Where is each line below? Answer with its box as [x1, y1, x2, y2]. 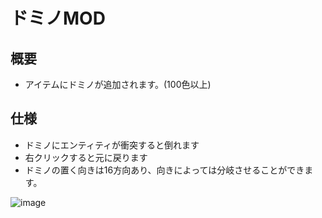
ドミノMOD [10, 7, 106, 30]
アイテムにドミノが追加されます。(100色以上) [24, 79, 212, 90]
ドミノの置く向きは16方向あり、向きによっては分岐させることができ [24, 164, 305, 176]
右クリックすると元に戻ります [24, 151, 148, 163]
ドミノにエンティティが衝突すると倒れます [24, 139, 200, 151]
